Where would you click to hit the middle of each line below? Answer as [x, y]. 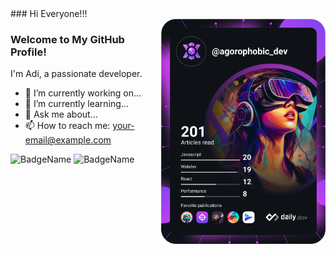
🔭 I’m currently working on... [83, 93]
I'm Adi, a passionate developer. [76, 74]
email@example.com [68, 140]
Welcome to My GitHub [67, 39]
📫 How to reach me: [67, 126]
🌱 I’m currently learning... [76, 104]
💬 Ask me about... [61, 114]
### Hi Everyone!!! [49, 13]
